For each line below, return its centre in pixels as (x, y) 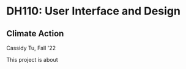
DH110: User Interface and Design (93, 11)
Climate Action (35, 34)
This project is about (32, 60)
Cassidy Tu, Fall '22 (31, 48)
